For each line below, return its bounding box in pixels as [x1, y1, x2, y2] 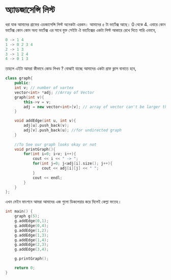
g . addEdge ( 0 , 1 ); [14, 219, 49, 224]
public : [14, 81, 31, 86]
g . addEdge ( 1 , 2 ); [14, 228, 49, 233]
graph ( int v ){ [14, 95, 44, 100]
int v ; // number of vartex [14, 85, 74, 90]
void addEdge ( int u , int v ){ [14, 118, 76, 124]
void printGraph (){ [14, 147, 56, 152]
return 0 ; [14, 265, 36, 271]
